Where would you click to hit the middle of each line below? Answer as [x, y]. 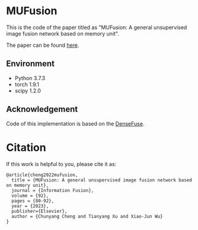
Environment [31, 64]
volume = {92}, [30, 196]
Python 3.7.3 [30, 78]
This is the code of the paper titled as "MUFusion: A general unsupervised [97, 27]
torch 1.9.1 [27, 84]
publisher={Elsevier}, [39, 211]
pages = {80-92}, [33, 201]
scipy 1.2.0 [28, 91]
